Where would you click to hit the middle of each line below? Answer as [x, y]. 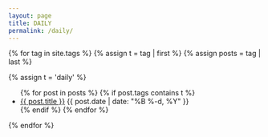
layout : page [30, 16]
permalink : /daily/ [41, 30]
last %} [20, 62]
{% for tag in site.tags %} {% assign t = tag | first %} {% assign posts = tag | [134, 54]
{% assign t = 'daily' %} [47, 78]
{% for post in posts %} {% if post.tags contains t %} [108, 93]
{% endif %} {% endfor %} [64, 110]
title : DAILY [30, 23]
